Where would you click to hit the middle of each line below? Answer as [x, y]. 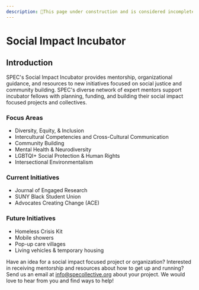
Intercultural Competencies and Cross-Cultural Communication [92, 136]
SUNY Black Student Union [48, 197]
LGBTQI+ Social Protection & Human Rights [67, 155]
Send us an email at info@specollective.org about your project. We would [96, 274]
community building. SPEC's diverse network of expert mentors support [94, 90]
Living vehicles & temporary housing [59, 250]
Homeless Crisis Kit [39, 231]
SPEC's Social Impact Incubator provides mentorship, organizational [89, 77]
